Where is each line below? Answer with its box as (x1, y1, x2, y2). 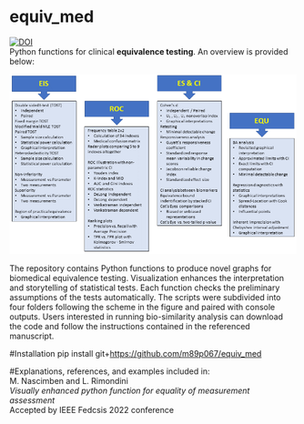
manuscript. (9, 330, 55, 342)
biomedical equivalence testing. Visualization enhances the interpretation (9, 273, 285, 284)
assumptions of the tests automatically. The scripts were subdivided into (9, 292, 281, 303)
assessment (9, 395, 56, 406)
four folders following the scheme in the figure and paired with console (9, 302, 276, 313)
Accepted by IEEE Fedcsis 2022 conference (9, 405, 175, 416)
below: (9, 56, 35, 66)
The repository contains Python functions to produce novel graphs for (9, 263, 272, 274)
